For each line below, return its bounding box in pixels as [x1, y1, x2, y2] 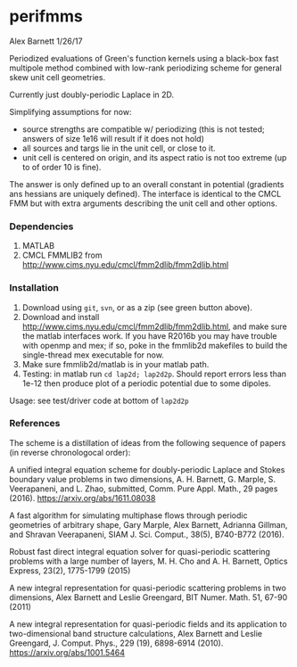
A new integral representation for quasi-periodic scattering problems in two [9, 582, 287, 593]
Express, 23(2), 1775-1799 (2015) [9, 564, 131, 576]
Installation [9, 282, 60, 294]
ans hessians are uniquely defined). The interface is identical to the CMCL [9, 188, 282, 199]
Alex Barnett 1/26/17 [9, 36, 83, 46]
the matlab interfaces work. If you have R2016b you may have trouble [21, 330, 277, 341]
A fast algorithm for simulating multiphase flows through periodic [9, 510, 248, 521]
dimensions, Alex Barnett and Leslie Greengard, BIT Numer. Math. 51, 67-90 [9, 591, 288, 603]
